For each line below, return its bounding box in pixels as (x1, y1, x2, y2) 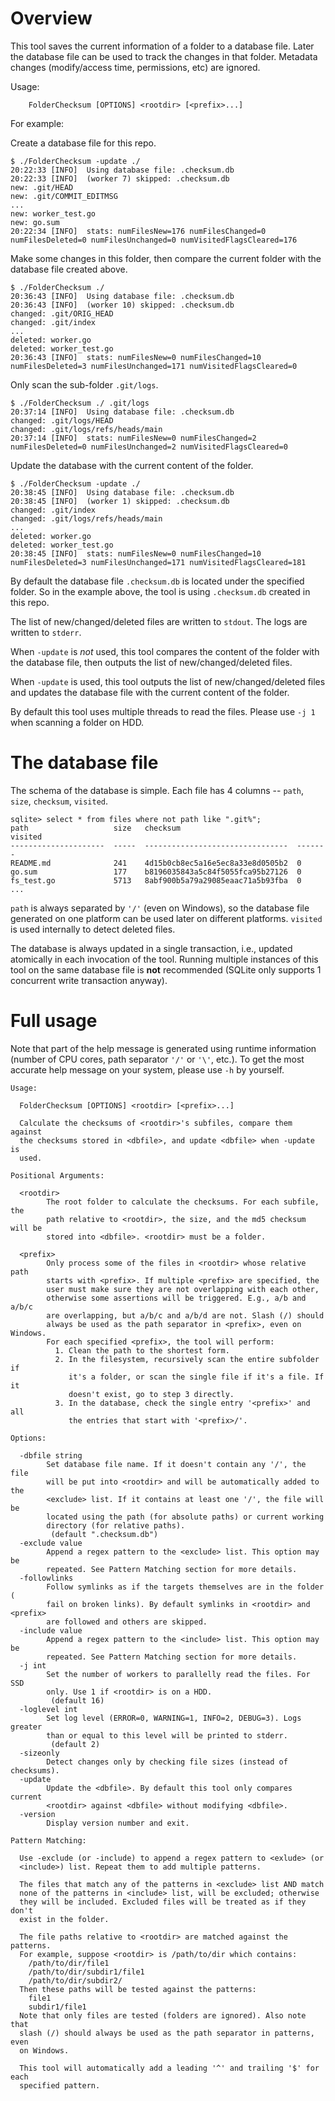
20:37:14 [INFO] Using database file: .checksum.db (10, 407, 235, 417)
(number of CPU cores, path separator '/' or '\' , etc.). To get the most (10, 1053, 305, 1065)
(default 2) (50, 1739, 101, 1749)
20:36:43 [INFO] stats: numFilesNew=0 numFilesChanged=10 (10, 352, 262, 362)
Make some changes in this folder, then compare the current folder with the (10, 252, 322, 264)
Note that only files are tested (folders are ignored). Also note (19, 2010, 307, 2021)
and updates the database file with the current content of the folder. (10, 686, 290, 698)
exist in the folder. (19, 1914, 110, 1924)
